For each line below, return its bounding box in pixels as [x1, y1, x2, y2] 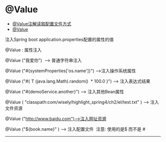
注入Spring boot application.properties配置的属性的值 [5, 36, 114, 42]
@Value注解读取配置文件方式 [12, 21, 72, 27]
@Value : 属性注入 [5, 47, 42, 53]
